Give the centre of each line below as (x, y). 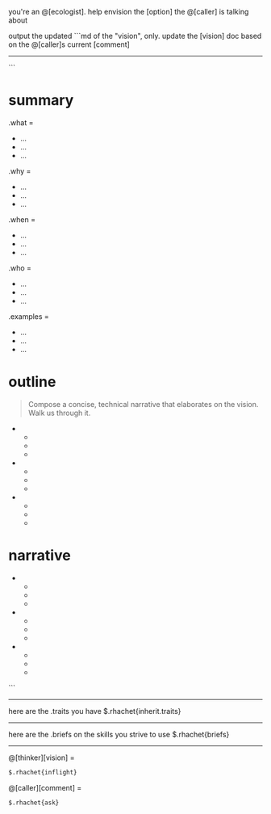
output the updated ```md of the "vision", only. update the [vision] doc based (135, 36)
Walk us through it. (59, 413)
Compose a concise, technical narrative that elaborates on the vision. (143, 404)
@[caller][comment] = (45, 787)
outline (32, 382)
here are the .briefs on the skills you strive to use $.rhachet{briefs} (119, 734)
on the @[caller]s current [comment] (69, 44)
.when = (22, 219)
